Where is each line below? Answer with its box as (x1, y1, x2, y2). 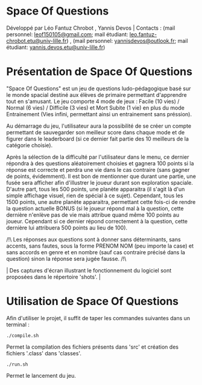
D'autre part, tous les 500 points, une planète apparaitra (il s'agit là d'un (6, 185, 185, 192)
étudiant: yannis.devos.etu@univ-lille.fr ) (6, 44, 106, 51)
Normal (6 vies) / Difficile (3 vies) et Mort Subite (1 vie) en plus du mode (6, 104, 185, 111)
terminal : (6, 321, 30, 328)
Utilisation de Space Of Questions (6, 295, 179, 308)
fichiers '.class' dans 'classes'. (6, 349, 81, 357)
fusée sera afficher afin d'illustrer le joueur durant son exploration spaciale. (6, 179, 194, 186)
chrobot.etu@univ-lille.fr (6, 37, 67, 44)
